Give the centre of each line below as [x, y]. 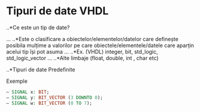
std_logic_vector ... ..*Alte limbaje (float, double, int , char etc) [82, 58]
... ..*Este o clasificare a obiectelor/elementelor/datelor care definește [92, 39]
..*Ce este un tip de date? [38, 27]
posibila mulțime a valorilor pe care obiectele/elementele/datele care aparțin [100, 45]
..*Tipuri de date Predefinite [41, 69]
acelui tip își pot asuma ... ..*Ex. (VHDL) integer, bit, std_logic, [82, 51]
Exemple [17, 81]
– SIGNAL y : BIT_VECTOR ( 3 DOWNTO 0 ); [54, 97]
